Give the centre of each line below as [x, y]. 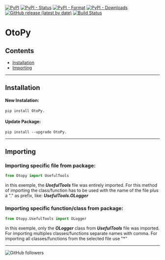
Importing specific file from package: [50, 166]
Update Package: [23, 122]
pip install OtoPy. [25, 111]
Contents [20, 51]
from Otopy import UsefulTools [37, 176]
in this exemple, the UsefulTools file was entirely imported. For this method [81, 185]
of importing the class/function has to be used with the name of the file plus [82, 190]
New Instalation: [22, 100]
